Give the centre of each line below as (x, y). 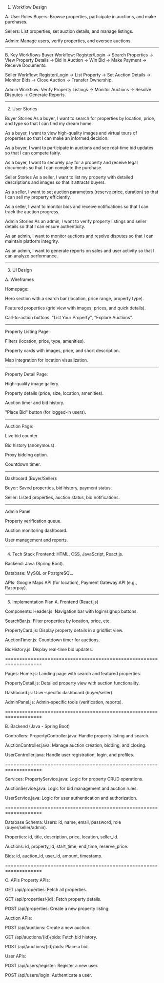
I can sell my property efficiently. (38, 197)
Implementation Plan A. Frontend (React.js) (55, 602)
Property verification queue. (33, 521)
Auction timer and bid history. (35, 403)
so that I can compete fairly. (33, 153)
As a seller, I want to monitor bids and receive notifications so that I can (77, 206)
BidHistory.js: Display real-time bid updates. (49, 649)
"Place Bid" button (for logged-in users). (46, 412)
